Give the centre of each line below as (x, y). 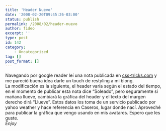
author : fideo (20, 29)
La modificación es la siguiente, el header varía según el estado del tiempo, (84, 86)
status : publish (22, 19)
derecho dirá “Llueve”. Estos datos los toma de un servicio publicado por (80, 102)
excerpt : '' (18, 33)
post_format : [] (22, 61)
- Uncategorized (31, 52)
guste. (12, 118)
